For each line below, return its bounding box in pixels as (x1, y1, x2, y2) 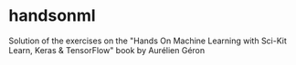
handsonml (8, 5, 97, 26)
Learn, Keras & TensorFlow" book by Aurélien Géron (8, 44, 206, 55)
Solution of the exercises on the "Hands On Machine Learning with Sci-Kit (8, 35, 287, 46)
